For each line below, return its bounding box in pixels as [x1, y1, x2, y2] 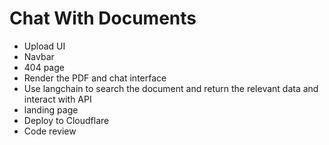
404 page [23, 61, 65, 73]
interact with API [23, 93, 92, 105]
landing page [23, 103, 79, 116]
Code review [23, 125, 77, 137]
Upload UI [23, 40, 66, 52]
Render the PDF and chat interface [23, 72, 167, 84]
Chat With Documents [9, 7, 197, 30]
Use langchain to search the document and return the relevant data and [23, 82, 319, 94]
